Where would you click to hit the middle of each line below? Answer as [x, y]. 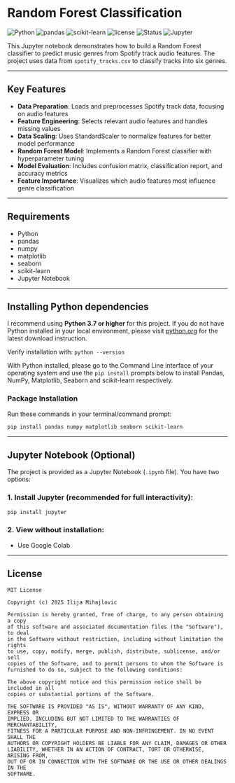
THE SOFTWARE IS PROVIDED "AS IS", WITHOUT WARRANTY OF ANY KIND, [106, 706]
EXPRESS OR [23, 712]
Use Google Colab [44, 545]
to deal [19, 633]
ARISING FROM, [28, 755]
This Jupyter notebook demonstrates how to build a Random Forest [104, 46]
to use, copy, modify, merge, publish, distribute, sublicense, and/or [114, 651]
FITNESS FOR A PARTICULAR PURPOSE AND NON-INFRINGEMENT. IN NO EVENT [111, 731]
